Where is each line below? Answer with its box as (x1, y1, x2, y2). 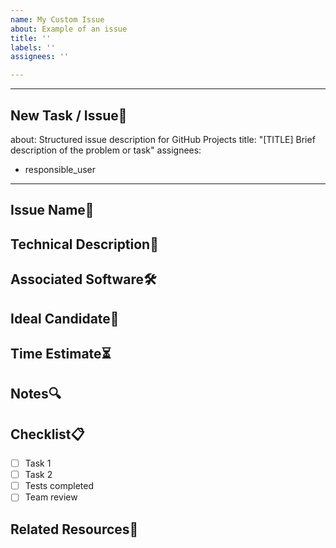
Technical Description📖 (10, 236, 159, 253)
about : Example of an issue (10, 24, 128, 34)
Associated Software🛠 (10, 271, 157, 288)
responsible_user (24, 163, 97, 175)
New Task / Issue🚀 (10, 107, 128, 124)
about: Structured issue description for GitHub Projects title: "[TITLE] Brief (10, 133, 316, 145)
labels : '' (10, 42, 56, 53)
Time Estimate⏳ (10, 345, 112, 362)
